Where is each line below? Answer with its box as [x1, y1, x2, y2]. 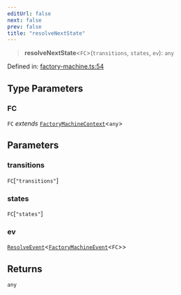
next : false [7, 17, 42, 24]
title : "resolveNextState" [7, 29, 86, 37]
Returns [7, 263, 43, 275]
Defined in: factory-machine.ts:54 [7, 62, 104, 70]
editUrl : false [7, 10, 52, 17]
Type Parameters [7, 82, 84, 94]
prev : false [7, 23, 42, 30]
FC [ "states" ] [7, 209, 43, 218]
